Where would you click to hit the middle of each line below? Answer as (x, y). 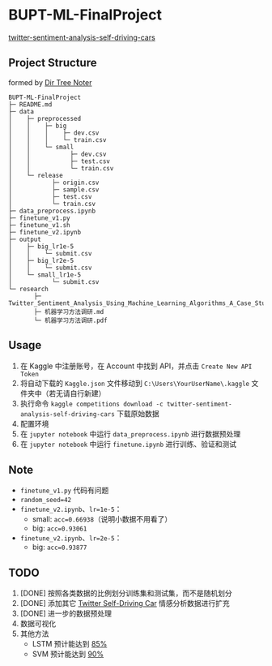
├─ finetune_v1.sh (39, 225)
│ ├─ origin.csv (54, 183)
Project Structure (53, 63)
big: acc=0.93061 (59, 528)
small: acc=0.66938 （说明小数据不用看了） (102, 519)
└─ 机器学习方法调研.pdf (70, 320)
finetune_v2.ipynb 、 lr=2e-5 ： (71, 538)
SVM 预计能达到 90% (68, 654)
